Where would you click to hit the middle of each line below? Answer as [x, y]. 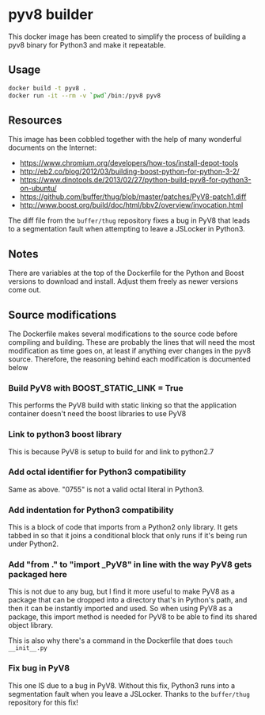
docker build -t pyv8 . [47, 88]
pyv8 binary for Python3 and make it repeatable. [87, 44]
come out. [25, 290]
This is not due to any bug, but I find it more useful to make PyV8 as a [122, 591]
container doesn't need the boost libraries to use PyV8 [97, 414]
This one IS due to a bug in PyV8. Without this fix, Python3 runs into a [122, 685]
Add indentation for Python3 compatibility [91, 510]
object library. [31, 625]
